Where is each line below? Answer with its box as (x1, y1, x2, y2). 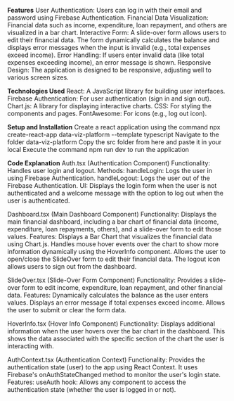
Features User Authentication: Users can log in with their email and (7, 6, 202, 14)
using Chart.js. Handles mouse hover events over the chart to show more (7, 240, 219, 248)
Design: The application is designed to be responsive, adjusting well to (7, 66, 212, 74)
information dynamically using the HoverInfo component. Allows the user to (7, 248, 226, 255)
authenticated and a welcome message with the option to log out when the (7, 189, 223, 197)
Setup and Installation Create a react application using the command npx (7, 123, 221, 131)
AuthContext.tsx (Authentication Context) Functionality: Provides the (7, 355, 206, 364)
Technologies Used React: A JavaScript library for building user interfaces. (7, 87, 226, 95)
